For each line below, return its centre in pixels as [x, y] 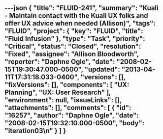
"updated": [102, 69]
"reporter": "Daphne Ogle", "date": [60, 62]
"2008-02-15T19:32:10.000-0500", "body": [75, 123]
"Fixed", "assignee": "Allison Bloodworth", [72, 54]
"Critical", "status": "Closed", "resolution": [73, 46]
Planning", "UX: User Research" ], [58, 93]
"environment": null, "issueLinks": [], [63, 100]
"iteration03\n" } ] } [35, 131]
